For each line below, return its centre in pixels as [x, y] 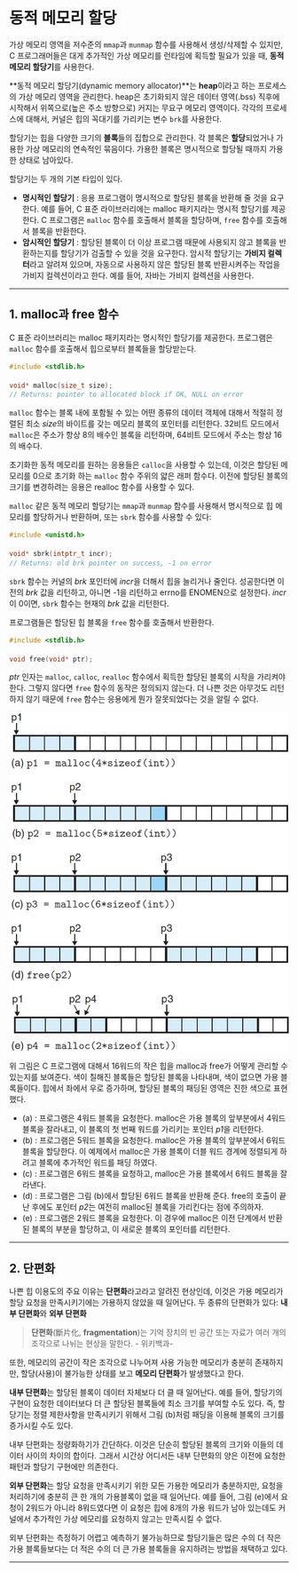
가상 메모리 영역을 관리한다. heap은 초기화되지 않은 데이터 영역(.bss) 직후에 [149, 96]
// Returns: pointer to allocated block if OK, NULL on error [126, 395]
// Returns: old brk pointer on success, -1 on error [111, 563]
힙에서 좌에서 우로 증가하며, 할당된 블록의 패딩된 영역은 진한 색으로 [157, 1088]
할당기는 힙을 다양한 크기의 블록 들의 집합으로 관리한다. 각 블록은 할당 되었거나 [142, 138]
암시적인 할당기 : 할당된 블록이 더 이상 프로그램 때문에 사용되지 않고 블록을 [149, 242]
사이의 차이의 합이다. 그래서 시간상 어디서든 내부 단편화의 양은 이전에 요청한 [156, 1456]
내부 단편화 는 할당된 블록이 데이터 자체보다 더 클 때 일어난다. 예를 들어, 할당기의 [146, 1393]
